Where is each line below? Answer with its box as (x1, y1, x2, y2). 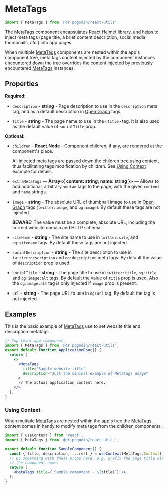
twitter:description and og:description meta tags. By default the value (12, 254, 162, 260)
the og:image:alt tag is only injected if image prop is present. (12, 280, 137, 286)
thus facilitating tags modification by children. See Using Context (12, 163, 146, 169)
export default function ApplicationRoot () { (5, 348, 101, 353)
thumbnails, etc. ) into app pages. (5, 39, 73, 45)
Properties (5, 80, 39, 88)
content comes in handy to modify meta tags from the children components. (5, 423, 162, 429)
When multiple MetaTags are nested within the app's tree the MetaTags (5, 418, 152, 424)
